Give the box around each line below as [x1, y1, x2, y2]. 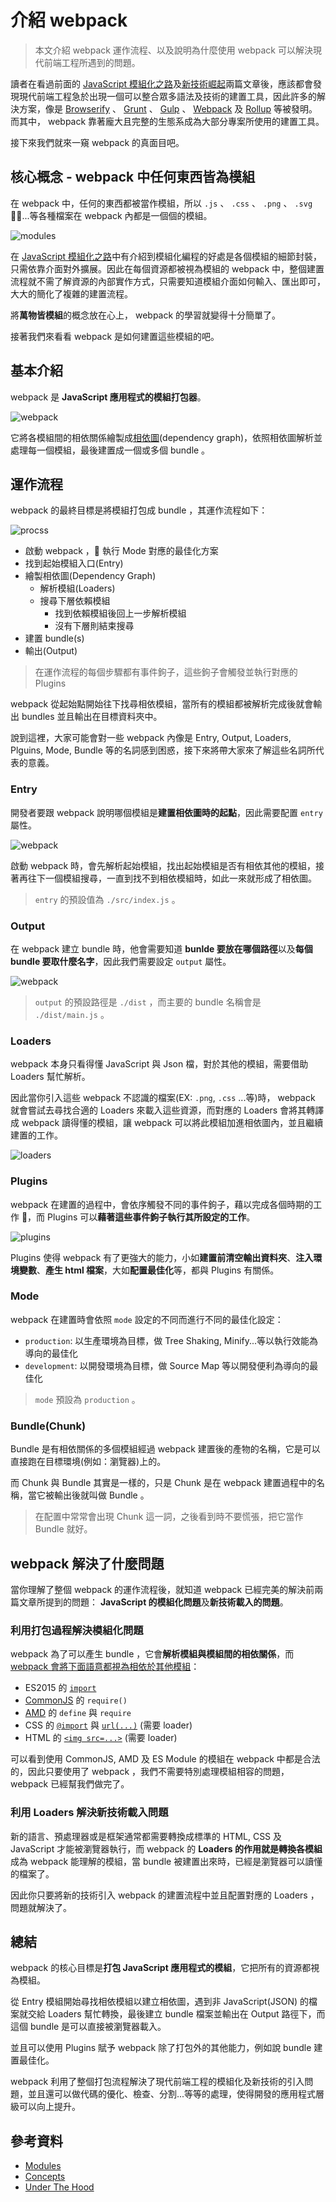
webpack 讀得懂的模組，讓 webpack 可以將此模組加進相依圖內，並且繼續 [21, 1117, 324, 1129]
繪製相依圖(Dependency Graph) [24, 570, 157, 582]
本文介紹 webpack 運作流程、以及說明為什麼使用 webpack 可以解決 [34, 44, 313, 56]
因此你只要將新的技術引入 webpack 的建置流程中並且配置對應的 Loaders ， [10, 1889, 320, 1901]
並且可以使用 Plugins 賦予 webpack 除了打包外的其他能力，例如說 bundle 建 [10, 2042, 323, 2054]
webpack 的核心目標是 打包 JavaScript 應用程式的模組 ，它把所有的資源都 [10, 1962, 312, 1974]
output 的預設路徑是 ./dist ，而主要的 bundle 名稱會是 [34, 996, 262, 1008]
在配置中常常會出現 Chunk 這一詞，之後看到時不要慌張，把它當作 [34, 1511, 304, 1523]
